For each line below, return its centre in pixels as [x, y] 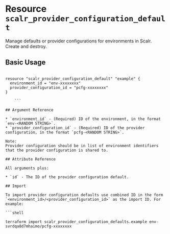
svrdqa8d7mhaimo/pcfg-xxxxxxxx [39, 226]
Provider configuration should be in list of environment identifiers [82, 146]
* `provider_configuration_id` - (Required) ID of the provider [75, 128]
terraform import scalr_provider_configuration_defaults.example [76, 222]
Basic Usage [26, 63]
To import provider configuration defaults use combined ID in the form [84, 195]
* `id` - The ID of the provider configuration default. [67, 177]
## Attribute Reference [31, 159]
